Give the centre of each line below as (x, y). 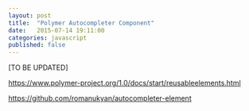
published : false (37, 45)
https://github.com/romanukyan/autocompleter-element (100, 98)
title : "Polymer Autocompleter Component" (82, 23)
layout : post (30, 15)
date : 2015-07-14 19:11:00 (56, 30)
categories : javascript (48, 38)
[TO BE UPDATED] (38, 67)
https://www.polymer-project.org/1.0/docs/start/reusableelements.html (124, 83)
